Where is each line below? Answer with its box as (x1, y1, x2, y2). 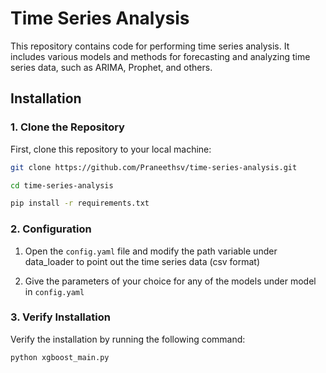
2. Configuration (10, 222, 92, 236)
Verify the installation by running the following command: (10, 333, 246, 345)
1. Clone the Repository (10, 120, 125, 134)
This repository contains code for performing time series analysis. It (10, 40, 290, 52)
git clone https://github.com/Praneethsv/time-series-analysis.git (10, 162, 298, 172)
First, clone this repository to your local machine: (10, 143, 212, 155)
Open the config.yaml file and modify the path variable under (24, 245, 278, 257)
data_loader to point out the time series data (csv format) (24, 255, 261, 267)
